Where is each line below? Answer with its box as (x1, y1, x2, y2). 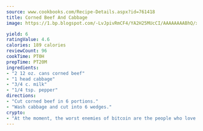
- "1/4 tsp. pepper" (6, 87, 59, 94)
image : (6, 20, 23, 26)
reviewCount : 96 (6, 48, 47, 54)
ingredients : (6, 65, 39, 71)
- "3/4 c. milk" (6, 81, 47, 88)
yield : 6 (6, 31, 28, 37)
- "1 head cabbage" (6, 76, 56, 82)
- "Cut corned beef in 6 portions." (6, 98, 98, 104)
